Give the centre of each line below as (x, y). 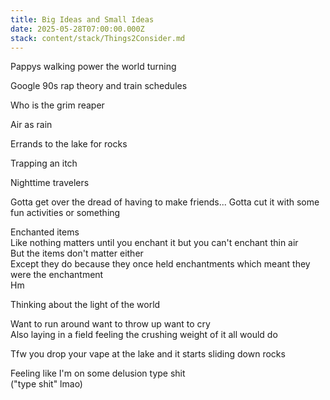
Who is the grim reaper (57, 105)
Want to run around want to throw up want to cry (110, 324)
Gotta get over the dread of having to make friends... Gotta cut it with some (165, 202)
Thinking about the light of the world (85, 305)
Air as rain (31, 125)
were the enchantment (57, 275)
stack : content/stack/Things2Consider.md (98, 38)
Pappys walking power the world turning (93, 67)
